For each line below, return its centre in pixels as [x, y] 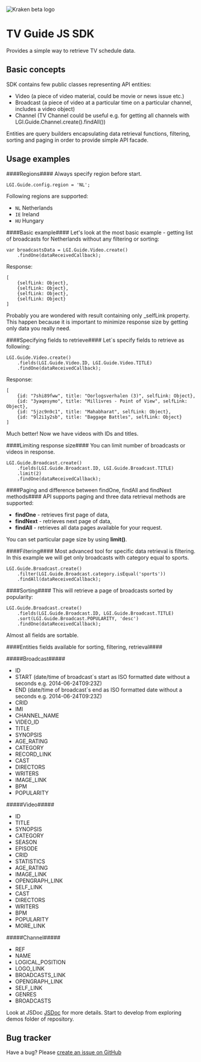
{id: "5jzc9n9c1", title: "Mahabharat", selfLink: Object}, [94, 412]
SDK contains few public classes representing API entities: [79, 84]
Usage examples [38, 159]
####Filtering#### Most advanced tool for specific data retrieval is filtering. [101, 551]
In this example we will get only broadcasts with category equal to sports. [98, 557]
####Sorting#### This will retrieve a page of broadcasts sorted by [90, 590]
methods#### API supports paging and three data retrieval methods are [96, 496]
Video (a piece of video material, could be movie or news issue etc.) [100, 96]
